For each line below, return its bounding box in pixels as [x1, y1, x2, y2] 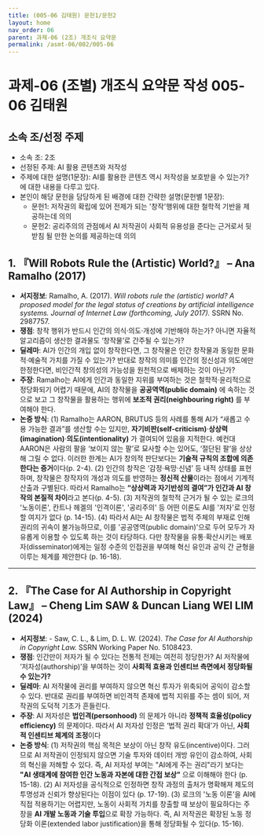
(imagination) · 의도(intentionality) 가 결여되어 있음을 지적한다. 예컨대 [19, 434, 236, 443]
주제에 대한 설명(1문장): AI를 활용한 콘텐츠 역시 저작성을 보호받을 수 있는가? [19, 172, 250, 181]
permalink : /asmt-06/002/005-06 [8, 41, 114, 49]
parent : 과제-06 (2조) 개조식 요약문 [8, 33, 117, 42]
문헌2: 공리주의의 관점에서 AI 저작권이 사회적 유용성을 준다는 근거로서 [31, 222, 244, 231]
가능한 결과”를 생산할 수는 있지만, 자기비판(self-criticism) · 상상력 [27, 423, 228, 433]
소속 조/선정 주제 [8, 130, 84, 144]
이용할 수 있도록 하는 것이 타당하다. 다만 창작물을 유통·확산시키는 [40, 532, 238, 541]
